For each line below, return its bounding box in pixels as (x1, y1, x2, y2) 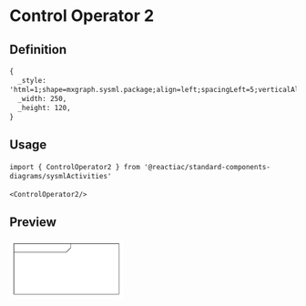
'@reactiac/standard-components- (144, 162, 271, 171)
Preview (9, 215, 57, 230)
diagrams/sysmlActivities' (9, 171, 112, 180)
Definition (9, 42, 66, 57)
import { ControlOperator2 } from (9, 162, 141, 171)
